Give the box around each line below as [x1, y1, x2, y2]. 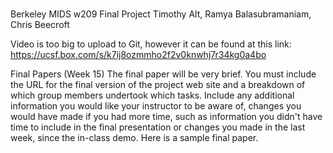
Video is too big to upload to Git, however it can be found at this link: [10, 38, 292, 50]
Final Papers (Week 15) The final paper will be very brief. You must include [10, 68, 317, 80]
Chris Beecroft [10, 19, 70, 31]
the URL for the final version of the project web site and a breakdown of [10, 79, 306, 91]
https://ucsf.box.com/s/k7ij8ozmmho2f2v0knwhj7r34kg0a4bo [10, 49, 267, 61]
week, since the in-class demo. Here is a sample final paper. [10, 132, 259, 144]
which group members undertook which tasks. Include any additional [10, 89, 295, 102]
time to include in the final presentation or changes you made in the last [10, 121, 306, 133]
